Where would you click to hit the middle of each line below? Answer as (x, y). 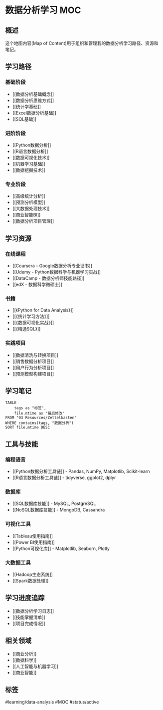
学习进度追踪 (25, 598)
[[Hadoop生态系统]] (33, 574)
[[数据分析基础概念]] (33, 94)
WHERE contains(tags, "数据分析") (39, 423)
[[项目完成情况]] (29, 623)
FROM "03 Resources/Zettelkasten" (41, 418)
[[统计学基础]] (27, 106)
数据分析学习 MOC (43, 10)
